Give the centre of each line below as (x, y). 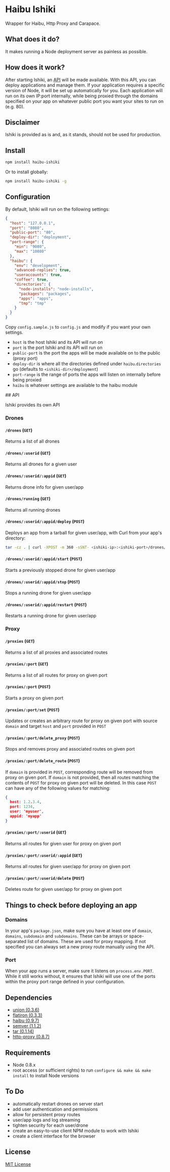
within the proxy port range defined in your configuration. (65, 982)
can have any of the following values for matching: (58, 788)
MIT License (18, 1164)
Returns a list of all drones (32, 441)
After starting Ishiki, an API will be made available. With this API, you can (81, 80)
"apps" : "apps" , (36, 298)
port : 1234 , (23, 807)
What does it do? (32, 39)
